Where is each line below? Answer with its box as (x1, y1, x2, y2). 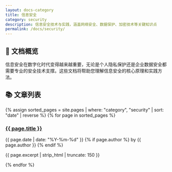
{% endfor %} (5, 162, 35, 168)
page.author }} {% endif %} (5, 142, 63, 148)
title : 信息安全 (5, 12, 37, 17)
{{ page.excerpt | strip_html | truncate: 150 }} (5, 152, 100, 158)
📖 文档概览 (5, 47, 38, 55)
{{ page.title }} (5, 125, 42, 132)
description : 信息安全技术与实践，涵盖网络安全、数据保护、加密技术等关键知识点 (5, 21, 157, 27)
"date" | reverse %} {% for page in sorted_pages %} (5, 112, 116, 118)
